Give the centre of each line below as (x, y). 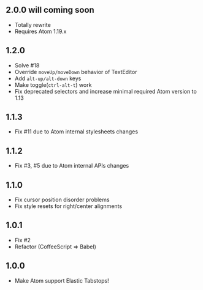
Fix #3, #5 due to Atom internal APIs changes (72, 166)
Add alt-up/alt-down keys (48, 78)
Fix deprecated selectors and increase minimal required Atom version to (105, 91)
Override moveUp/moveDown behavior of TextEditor (76, 72)
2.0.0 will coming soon (50, 10)
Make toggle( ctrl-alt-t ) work (53, 84)
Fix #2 (23, 240)
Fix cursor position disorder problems (62, 200)
